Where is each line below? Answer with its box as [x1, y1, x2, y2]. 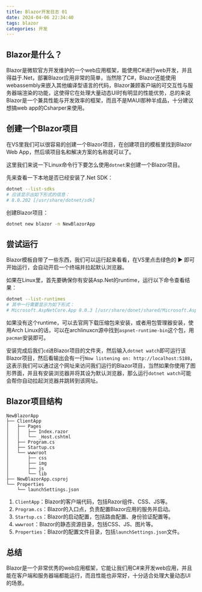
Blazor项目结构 [6, 396, 63, 407]
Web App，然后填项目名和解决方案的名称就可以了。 [6, 148, 135, 156]
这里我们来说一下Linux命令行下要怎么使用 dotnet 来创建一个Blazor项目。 [6, 161, 183, 168]
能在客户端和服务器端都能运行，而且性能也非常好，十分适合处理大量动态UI [6, 572, 191, 579]
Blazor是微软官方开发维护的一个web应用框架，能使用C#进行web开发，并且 [6, 67, 192, 74]
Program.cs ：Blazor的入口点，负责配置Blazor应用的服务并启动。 [14, 505, 174, 512]
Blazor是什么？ [6, 49, 63, 60]
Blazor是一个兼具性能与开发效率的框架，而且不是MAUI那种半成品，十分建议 [6, 97, 194, 104]
